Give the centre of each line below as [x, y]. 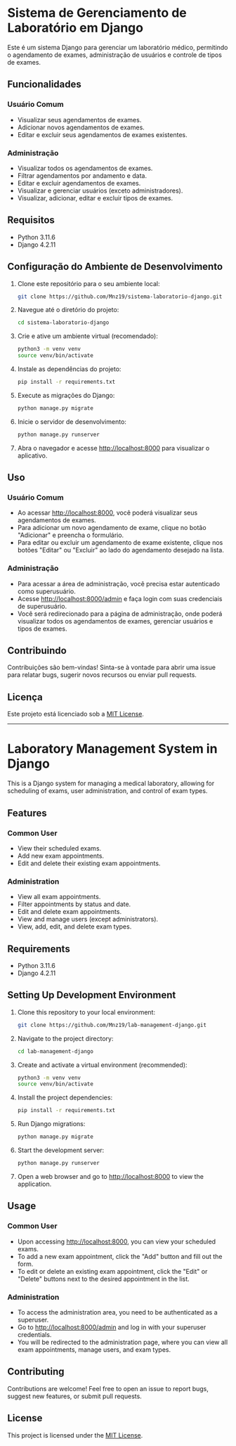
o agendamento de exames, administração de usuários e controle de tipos [115, 55]
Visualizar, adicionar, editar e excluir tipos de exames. [95, 198]
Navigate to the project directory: [65, 1038]
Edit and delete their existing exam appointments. [89, 863]
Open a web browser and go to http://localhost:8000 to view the [110, 1176]
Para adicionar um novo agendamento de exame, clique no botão [112, 528]
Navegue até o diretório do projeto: [68, 310]
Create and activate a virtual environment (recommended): [102, 1065]
